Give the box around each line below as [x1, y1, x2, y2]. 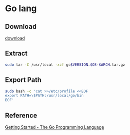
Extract [5, 49, 28, 58]
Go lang [5, 3, 37, 14]
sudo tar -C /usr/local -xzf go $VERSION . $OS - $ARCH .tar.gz [5, 62, 125, 67]
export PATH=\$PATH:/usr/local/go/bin [5, 93, 84, 98]
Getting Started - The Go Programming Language [5, 124, 104, 130]
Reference [5, 111, 37, 119]
